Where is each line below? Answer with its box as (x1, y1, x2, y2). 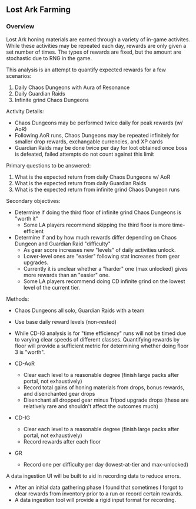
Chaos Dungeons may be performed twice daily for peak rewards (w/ (14, 119, 183, 126)
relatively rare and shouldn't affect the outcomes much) (23, 402, 159, 409)
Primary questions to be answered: (6, 162, 91, 169)
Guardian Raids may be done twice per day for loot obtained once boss (14, 144, 188, 151)
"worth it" (14, 215, 38, 222)
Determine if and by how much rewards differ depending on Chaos (14, 234, 177, 241)
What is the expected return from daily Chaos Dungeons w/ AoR (14, 173, 171, 180)
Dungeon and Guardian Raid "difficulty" (14, 240, 111, 247)
